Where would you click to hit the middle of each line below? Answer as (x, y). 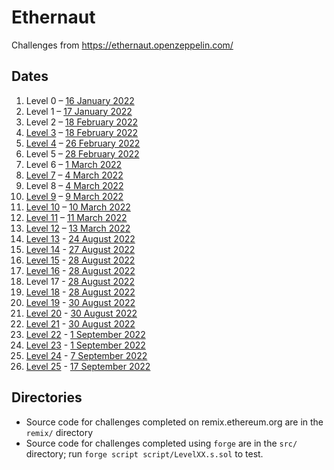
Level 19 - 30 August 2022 (80, 302)
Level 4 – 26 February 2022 (83, 143)
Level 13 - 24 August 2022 (80, 238)
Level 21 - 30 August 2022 (80, 323)
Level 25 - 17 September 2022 (88, 366)
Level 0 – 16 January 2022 (80, 100)
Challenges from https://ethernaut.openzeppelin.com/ (122, 45)
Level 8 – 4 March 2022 (74, 185)
